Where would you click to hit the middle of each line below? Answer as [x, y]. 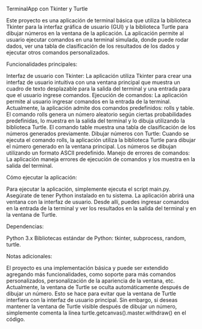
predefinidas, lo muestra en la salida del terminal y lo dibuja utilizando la [96, 121]
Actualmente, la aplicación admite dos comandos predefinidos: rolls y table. [100, 108]
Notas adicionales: [29, 256]
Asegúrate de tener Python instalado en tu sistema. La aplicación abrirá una [100, 195]
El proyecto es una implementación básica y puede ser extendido [87, 268]
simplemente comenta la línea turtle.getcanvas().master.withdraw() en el [96, 313]
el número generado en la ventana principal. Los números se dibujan [91, 146]
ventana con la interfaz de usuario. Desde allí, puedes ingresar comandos [98, 202]
